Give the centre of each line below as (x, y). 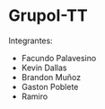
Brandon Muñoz (51, 77)
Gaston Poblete (50, 86)
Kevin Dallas (44, 68)
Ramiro (35, 96)
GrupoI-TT (48, 16)
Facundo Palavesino (59, 58)
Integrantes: (31, 41)
